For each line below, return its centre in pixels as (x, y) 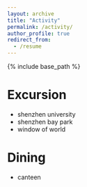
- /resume (27, 46)
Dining (26, 158)
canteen (29, 177)
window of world (41, 129)
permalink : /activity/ (40, 27)
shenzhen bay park (45, 122)
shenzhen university (46, 114)
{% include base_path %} (44, 66)
